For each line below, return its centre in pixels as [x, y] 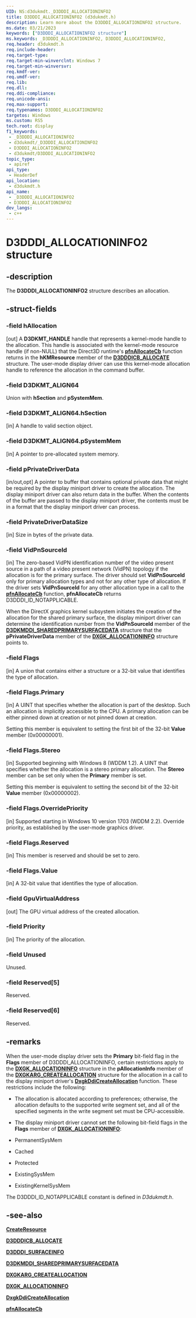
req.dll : [17, 88]
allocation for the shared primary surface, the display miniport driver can [94, 618]
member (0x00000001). [35, 735]
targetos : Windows [28, 115]
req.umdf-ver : [23, 77]
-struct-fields [31, 309]
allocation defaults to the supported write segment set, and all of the [97, 1105]
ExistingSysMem [35, 1174]
